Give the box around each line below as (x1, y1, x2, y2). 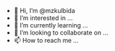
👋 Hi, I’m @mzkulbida (13, 7, 75, 14)
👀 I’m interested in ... (13, 14, 73, 22)
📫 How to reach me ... (13, 37, 79, 44)
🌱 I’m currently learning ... (13, 21, 89, 29)
